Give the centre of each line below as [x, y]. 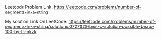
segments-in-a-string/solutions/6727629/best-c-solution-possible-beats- [80, 26]
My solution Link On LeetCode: [36, 21]
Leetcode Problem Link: [29, 7]
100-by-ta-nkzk [21, 32]
